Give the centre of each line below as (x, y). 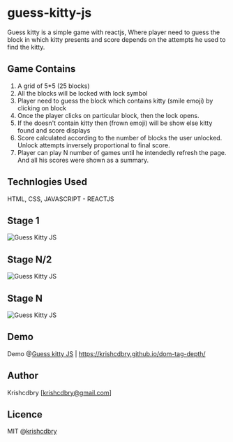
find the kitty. (26, 47)
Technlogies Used (47, 182)
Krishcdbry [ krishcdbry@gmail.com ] (59, 392)
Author (23, 376)
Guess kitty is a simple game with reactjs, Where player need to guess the (114, 32)
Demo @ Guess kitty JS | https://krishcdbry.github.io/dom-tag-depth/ (106, 353)
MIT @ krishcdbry (32, 432)
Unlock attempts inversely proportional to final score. (93, 145)
